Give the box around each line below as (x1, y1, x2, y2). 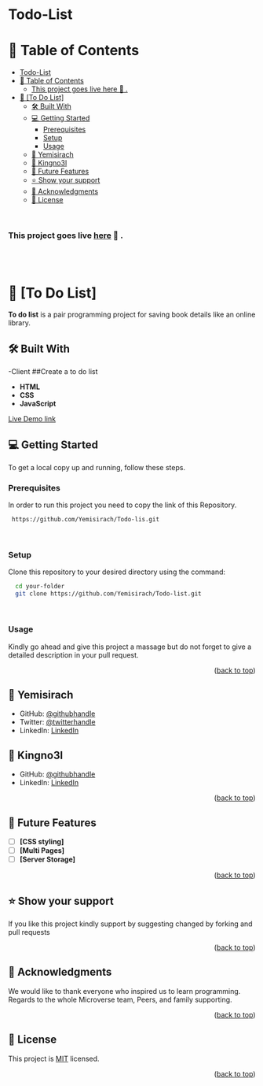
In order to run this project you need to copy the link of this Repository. (8, 500, 237, 510)
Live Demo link (8, 414, 57, 424)
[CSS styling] (19, 836, 64, 846)
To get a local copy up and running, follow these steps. (8, 462, 186, 472)
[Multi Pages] (19, 846, 65, 855)
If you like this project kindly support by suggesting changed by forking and (8, 919, 253, 928)
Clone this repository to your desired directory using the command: (8, 567, 226, 576)
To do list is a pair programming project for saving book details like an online (8, 309, 256, 320)
